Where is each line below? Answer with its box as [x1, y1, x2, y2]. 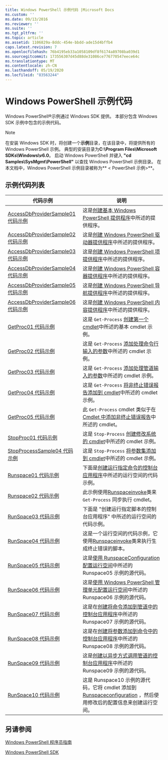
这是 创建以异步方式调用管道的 [82, 652, 153, 659]
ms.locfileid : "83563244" [5, 73, 59, 78]
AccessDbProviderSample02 [7, 231, 76, 238]
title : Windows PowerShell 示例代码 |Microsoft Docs [5, 7, 114, 13]
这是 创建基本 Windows [82, 206, 136, 213]
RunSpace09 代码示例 [7, 659, 60, 666]
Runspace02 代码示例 [7, 492, 59, 499]
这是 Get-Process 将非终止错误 [82, 381, 154, 388]
